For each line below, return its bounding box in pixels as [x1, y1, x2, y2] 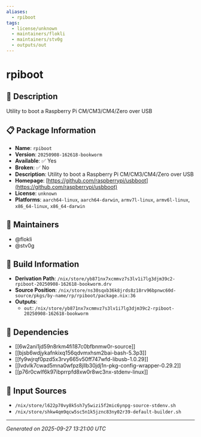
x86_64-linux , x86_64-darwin [14, 202, 86, 209]
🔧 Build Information [6, 259, 80, 269]
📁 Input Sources [6, 386, 67, 396]
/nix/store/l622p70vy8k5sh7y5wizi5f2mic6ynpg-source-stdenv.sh [14, 402, 176, 408]
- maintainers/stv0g [11, 36, 63, 42]
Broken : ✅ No [14, 164, 50, 171]
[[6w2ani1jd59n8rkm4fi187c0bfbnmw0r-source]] [14, 343, 136, 350]
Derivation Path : [14, 275, 56, 282]
